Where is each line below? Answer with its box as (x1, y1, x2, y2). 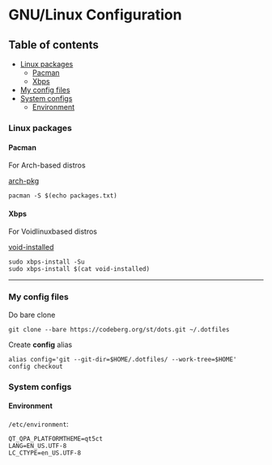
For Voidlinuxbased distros (8, 226, 97, 236)
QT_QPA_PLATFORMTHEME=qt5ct (8, 434, 104, 442)
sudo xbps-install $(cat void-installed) (8, 265, 151, 273)
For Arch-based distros (8, 160, 87, 171)
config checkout (8, 362, 63, 370)
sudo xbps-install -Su (8, 258, 85, 266)
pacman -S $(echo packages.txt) (8, 192, 117, 200)
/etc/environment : (8, 419, 69, 429)
